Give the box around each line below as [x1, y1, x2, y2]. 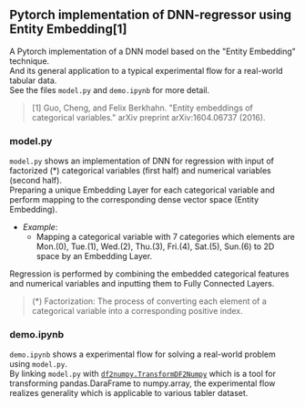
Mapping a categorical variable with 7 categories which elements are [36, 232, 296, 243]
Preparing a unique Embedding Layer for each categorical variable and [9, 184, 275, 195]
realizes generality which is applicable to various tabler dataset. [9, 388, 249, 399]
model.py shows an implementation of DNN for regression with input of [9, 155, 275, 167]
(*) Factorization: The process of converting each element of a [31, 296, 267, 307]
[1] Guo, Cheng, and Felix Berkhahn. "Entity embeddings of [31, 102, 253, 113]
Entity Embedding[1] [9, 22, 127, 37]
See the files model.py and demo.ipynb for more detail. [9, 84, 210, 95]
